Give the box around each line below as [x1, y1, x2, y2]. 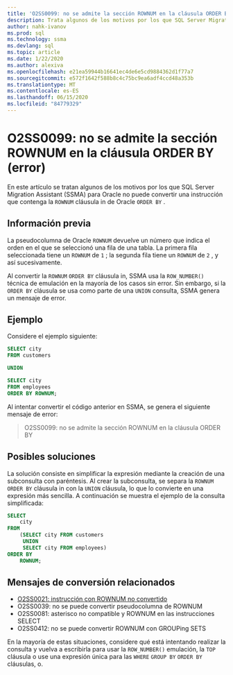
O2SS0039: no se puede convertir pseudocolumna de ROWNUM [17, 602, 203, 610]
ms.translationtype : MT [7, 81, 76, 88]
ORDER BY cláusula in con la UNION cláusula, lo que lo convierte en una [7, 484, 204, 493]
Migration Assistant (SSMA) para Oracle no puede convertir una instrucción [7, 190, 223, 198]
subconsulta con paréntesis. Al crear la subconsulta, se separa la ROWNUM [7, 477, 214, 485]
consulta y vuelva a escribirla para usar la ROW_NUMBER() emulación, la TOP [7, 645, 216, 653]
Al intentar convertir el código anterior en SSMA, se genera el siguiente [7, 402, 210, 411]
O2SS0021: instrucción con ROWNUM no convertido [17, 595, 168, 604]
